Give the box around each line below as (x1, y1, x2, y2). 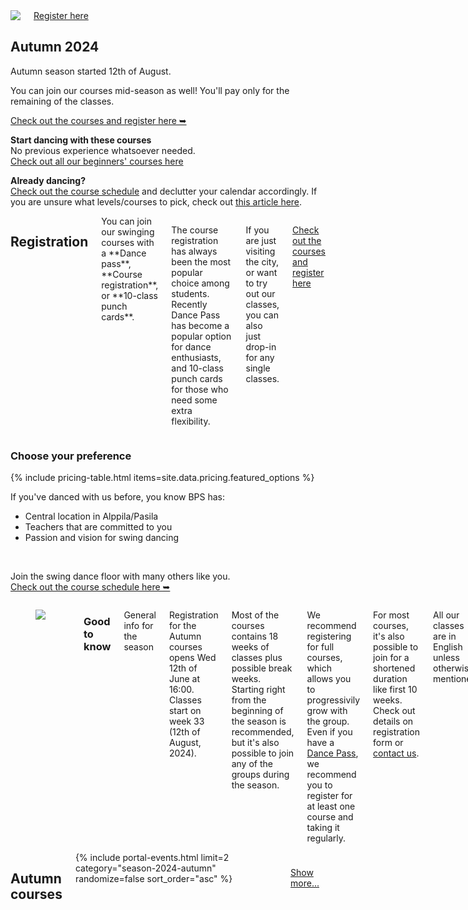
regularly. (306, 832, 347, 844)
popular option (171, 330, 232, 342)
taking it (306, 822, 340, 834)
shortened (373, 662, 416, 674)
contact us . (373, 747, 420, 759)
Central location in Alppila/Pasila (24, 510, 159, 523)
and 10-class (171, 362, 224, 374)
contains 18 (231, 630, 279, 643)
